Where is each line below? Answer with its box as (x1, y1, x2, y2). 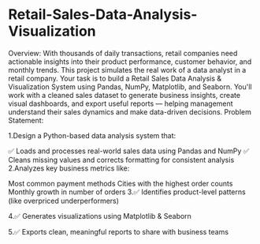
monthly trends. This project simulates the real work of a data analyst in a (8, 65, 247, 74)
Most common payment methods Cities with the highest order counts (8, 178, 233, 188)
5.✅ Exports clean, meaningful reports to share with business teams (8, 227, 229, 236)
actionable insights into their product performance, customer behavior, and (8, 57, 252, 66)
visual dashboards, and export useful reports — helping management (8, 99, 234, 108)
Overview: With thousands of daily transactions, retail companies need (8, 48, 238, 58)
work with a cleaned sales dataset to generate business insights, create (8, 90, 241, 99)
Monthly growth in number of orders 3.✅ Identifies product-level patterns (8, 187, 246, 197)
